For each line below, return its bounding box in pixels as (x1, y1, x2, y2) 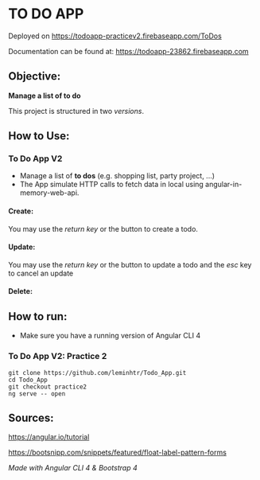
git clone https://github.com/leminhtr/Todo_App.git (8, 369, 187, 377)
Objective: (8, 69, 61, 84)
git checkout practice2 (8, 383, 87, 391)
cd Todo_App (8, 376, 48, 384)
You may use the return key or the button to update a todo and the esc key (8, 260, 252, 269)
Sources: (8, 411, 54, 424)
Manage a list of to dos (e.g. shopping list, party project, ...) (19, 171, 215, 181)
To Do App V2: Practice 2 (8, 351, 107, 362)
